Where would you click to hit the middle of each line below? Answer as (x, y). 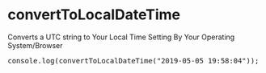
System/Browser (35, 45)
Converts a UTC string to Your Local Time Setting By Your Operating (121, 37)
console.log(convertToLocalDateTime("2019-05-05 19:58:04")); (133, 61)
